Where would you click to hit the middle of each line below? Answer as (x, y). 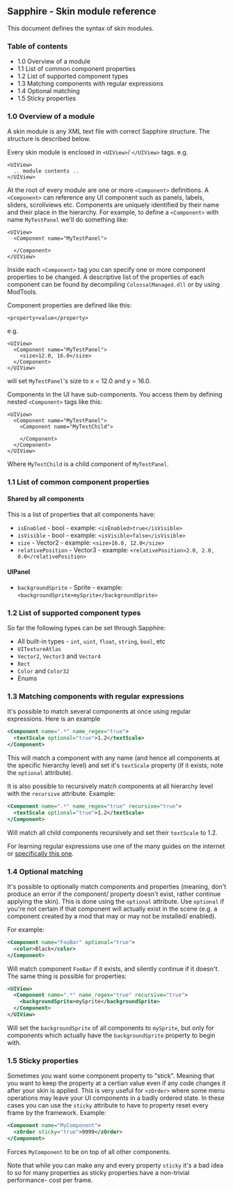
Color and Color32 (43, 671)
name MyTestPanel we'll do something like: (68, 220)
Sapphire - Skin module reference (82, 11)
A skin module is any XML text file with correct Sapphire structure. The (109, 131)
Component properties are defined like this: (70, 305)
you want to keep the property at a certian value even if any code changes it (116, 1083)
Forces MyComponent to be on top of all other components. (89, 1151)
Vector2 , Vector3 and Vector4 (59, 656)
